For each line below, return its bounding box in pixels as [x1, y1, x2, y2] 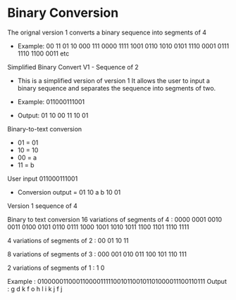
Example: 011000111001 [17, 97, 85, 106]
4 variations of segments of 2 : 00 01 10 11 [7, 236, 129, 244]
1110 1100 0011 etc [17, 49, 70, 58]
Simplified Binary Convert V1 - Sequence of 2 [7, 63, 139, 71]
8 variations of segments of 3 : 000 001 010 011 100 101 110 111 [7, 249, 187, 258]
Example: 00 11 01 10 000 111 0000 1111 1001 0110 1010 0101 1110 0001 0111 [17, 41, 230, 50]
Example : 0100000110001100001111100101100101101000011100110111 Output [7, 277, 227, 285]
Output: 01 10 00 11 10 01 [17, 111, 89, 119]
